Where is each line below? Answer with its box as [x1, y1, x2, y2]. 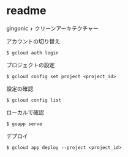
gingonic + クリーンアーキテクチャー [6, 24, 99, 32]
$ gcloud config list [6, 97, 62, 103]
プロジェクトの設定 [6, 61, 55, 68]
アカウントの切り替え [6, 37, 60, 45]
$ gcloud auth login [6, 49, 59, 56]
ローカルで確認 [6, 108, 44, 116]
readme [6, 4, 47, 18]
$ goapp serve [6, 120, 43, 127]
